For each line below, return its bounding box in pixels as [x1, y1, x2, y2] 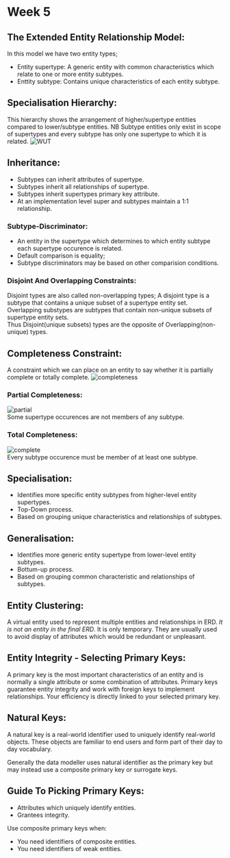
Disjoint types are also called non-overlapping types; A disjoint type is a [7, 292, 210, 300]
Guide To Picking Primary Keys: [7, 785, 144, 797]
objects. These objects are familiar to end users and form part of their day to [7, 737, 223, 746]
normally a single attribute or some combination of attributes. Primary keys [7, 677, 218, 685]
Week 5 [7, 4, 51, 20]
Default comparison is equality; [16, 251, 105, 260]
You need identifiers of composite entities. [16, 837, 137, 846]
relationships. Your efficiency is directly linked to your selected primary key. [7, 692, 220, 701]
